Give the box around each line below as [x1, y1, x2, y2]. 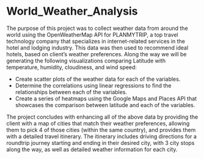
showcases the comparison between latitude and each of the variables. [15, 101, 195, 108]
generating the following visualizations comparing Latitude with [6, 57, 166, 64]
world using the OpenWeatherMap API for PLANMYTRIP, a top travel [6, 31, 178, 38]
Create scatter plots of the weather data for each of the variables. [15, 75, 181, 83]
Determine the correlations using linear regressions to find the [15, 81, 172, 89]
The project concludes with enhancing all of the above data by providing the [6, 113, 199, 120]
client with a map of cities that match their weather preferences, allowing [6, 119, 190, 127]
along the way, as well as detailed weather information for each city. [6, 146, 178, 153]
